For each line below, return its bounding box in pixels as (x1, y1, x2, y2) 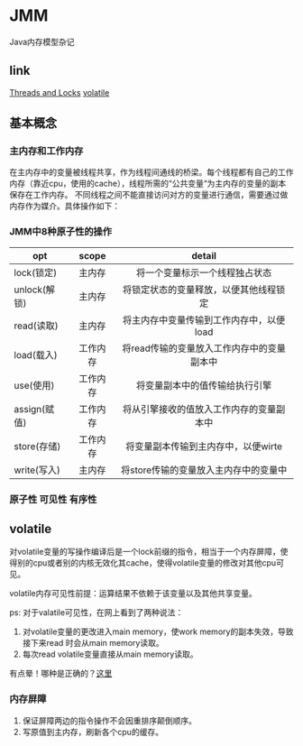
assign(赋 (14, 402, 55, 415)
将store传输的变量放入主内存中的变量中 (120, 464, 288, 476)
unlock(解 (14, 283, 56, 296)
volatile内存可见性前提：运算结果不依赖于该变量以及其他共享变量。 (9, 588, 257, 599)
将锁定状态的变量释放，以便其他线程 (123, 283, 277, 296)
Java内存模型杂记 (9, 36, 75, 47)
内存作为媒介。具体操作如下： (9, 200, 120, 212)
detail (191, 249, 216, 262)
